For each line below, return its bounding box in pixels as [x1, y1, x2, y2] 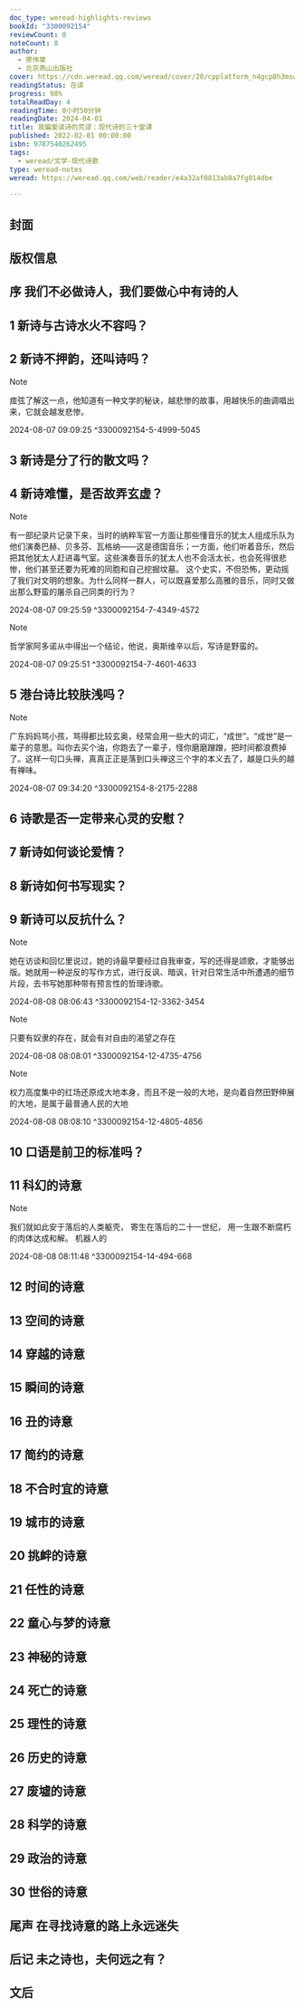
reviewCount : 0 [9, 30, 67, 39]
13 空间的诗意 [9, 1312, 85, 1328]
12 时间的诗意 [9, 1279, 85, 1295]
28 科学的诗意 [9, 1817, 88, 1832]
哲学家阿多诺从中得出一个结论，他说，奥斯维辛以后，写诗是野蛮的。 [9, 640, 263, 651]
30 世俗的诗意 [9, 1885, 88, 1900]
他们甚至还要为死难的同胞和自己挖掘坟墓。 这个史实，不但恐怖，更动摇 [24, 563, 290, 574]
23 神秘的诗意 [9, 1649, 88, 1665]
